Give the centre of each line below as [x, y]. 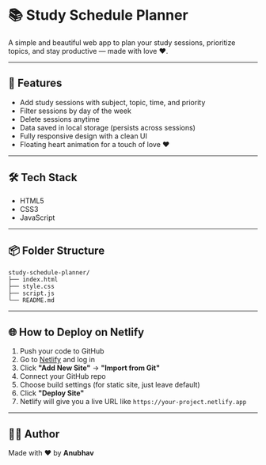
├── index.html [33, 280]
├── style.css [32, 287]
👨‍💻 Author [34, 434]
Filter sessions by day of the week [76, 111]
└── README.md [32, 301]
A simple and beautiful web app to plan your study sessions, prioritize [122, 42]
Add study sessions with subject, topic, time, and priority [112, 102]
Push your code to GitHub [62, 351]
